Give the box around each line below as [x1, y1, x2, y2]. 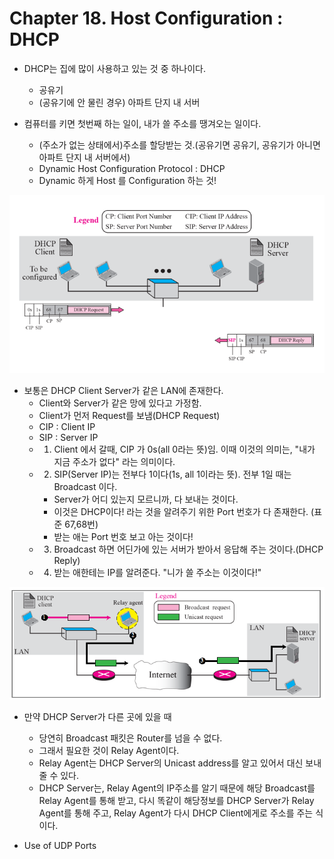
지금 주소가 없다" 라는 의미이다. [53, 456, 176, 468]
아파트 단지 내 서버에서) [38, 151, 131, 163]
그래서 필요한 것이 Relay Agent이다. [38, 745, 180, 757]
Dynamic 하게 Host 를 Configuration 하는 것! [38, 174, 217, 186]
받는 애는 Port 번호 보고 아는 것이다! [53, 531, 194, 543]
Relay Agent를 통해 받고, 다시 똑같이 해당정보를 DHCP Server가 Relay [38, 795, 315, 807]
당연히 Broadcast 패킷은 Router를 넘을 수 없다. [38, 732, 223, 744]
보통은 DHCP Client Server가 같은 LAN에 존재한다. [23, 385, 224, 397]
